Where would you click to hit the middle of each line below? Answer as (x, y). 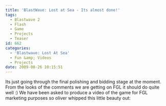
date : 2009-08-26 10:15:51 (34, 67)
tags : (11, 15)
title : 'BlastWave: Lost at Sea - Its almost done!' (63, 10)
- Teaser (19, 39)
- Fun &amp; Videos (31, 58)
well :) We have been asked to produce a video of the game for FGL (77, 93)
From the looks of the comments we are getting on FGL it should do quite (82, 87)
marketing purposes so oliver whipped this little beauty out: (68, 98)
